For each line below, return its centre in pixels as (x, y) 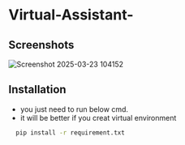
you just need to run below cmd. (74, 109)
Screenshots (41, 45)
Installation (37, 90)
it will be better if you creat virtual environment (98, 117)
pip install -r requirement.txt (71, 132)
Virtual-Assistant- (71, 15)
